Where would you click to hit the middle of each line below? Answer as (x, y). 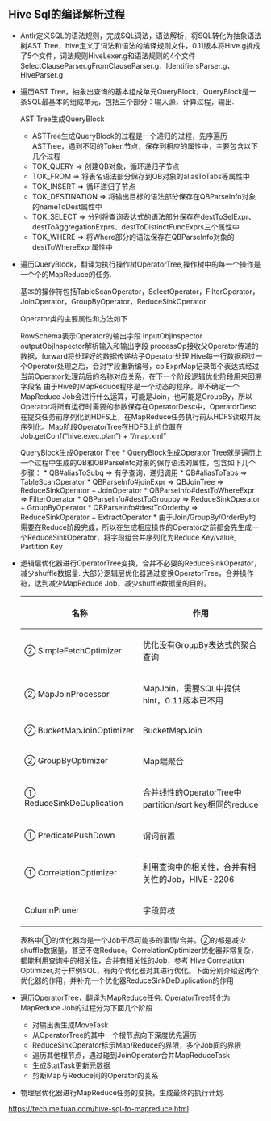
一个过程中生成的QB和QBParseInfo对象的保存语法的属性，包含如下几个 (138, 462)
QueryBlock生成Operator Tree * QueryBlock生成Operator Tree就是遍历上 (141, 452)
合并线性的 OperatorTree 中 (192, 792)
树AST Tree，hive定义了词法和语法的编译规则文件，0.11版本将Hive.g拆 (137, 45)
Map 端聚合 (163, 761)
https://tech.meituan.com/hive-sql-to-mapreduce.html (99, 1108)
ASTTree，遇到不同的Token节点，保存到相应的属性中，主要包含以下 (145, 146)
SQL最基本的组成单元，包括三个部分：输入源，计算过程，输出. (131, 101)
